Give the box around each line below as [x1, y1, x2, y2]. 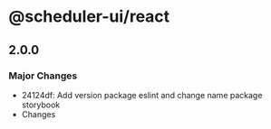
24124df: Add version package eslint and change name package [21, 89, 263, 100]
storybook [21, 99, 61, 110]
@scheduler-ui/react [8, 6, 170, 27]
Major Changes [8, 69, 78, 82]
